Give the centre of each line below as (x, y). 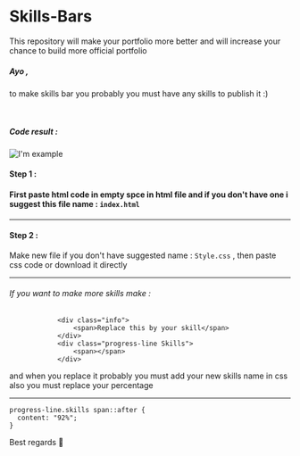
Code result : (33, 131)
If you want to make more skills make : (80, 294)
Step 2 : (24, 236)
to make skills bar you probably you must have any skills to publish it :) (139, 93)
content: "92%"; (47, 418)
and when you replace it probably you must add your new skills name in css (149, 376)
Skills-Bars (50, 17)
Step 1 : (23, 174)
